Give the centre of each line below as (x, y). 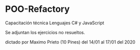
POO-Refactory (38, 9)
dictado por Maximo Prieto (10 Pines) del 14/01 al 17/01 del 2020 (70, 42)
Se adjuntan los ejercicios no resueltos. (45, 32)
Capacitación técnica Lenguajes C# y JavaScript (55, 23)
